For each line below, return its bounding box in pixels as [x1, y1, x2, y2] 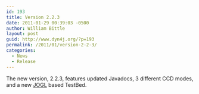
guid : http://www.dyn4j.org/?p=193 [6, 36, 95, 42]
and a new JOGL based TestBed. [6, 81, 87, 88]
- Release [11, 58, 36, 64]
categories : [6, 48, 36, 54]
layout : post [6, 31, 39, 37]
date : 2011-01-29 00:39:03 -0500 [6, 20, 89, 26]
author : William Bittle [6, 25, 66, 32]
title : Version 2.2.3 [6, 14, 60, 20]
